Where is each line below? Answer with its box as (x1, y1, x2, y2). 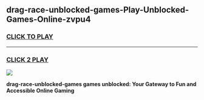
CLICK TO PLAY (6, 33, 53, 41)
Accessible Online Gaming (6, 87, 75, 94)
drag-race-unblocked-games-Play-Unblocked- (6, 5, 189, 15)
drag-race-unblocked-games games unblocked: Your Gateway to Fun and (6, 80, 197, 87)
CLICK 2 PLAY (6, 55, 49, 64)
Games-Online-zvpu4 (6, 15, 91, 25)
